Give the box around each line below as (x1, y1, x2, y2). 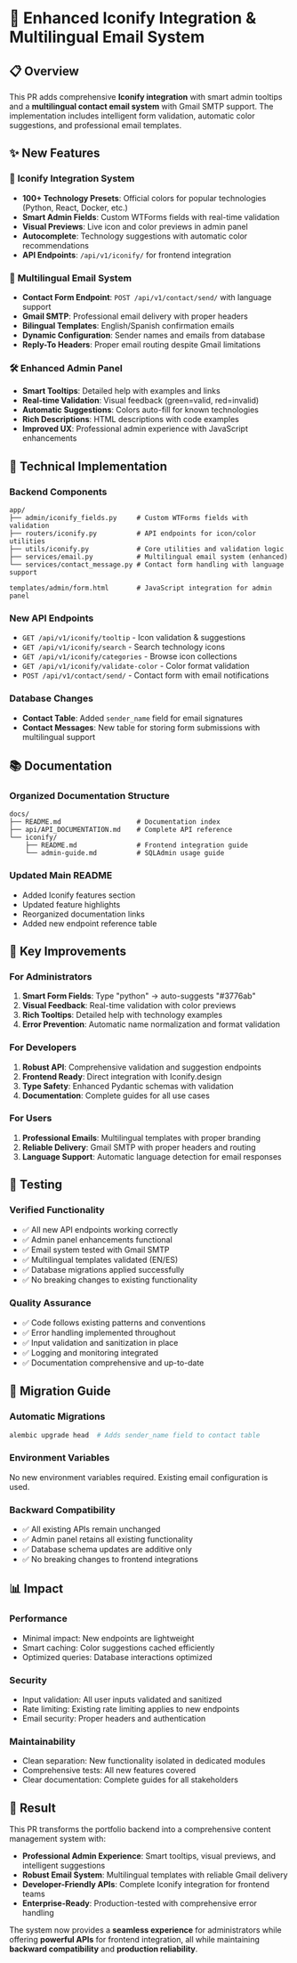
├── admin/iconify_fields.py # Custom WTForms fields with (9, 513, 249, 522)
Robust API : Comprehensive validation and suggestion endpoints (21, 1062, 262, 1072)
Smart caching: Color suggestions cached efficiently (21, 1642, 215, 1653)
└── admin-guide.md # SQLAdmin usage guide (25, 849, 225, 858)
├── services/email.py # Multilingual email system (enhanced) (9, 552, 289, 561)
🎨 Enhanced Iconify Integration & (9, 8, 256, 29)
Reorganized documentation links (21, 908, 145, 919)
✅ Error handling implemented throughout (21, 1327, 176, 1338)
